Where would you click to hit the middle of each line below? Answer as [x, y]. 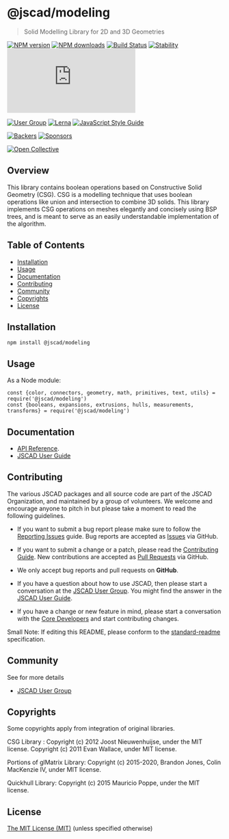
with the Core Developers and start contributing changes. [98, 618]
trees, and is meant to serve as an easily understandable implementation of [113, 216]
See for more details [36, 677]
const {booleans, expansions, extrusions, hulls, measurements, [100, 405]
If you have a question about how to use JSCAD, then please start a [112, 583]
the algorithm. [27, 224]
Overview [28, 170]
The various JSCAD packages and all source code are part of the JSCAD [109, 494]
